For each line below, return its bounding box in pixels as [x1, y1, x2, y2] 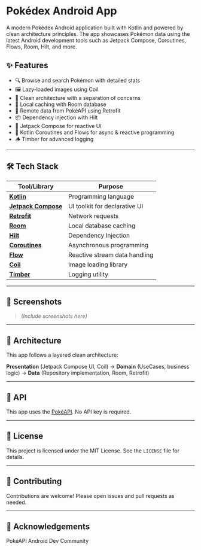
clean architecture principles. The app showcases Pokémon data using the [6, 30, 190, 37]
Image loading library [68, 260, 128, 269]
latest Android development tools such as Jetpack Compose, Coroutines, [6, 37, 187, 44]
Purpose [98, 182, 124, 190]
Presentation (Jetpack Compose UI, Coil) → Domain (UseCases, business [6, 363, 190, 370]
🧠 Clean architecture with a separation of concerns [14, 94, 141, 101]
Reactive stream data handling [68, 250, 154, 259]
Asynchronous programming [68, 241, 149, 249]
